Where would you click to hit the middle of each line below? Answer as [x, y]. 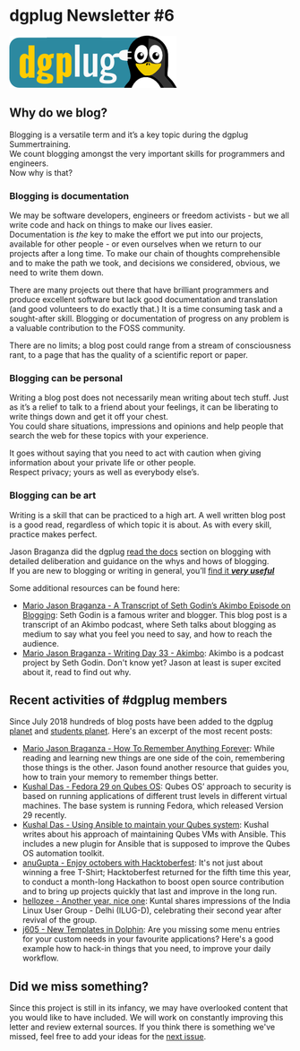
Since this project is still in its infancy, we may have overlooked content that [149, 1008]
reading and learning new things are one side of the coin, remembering [153, 758]
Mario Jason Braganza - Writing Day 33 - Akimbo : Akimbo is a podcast [153, 653]
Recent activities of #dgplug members [118, 700]
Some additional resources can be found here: [95, 587]
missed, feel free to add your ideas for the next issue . [108, 1037]
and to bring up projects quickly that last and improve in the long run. [150, 891]
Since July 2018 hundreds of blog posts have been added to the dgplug [141, 722]
